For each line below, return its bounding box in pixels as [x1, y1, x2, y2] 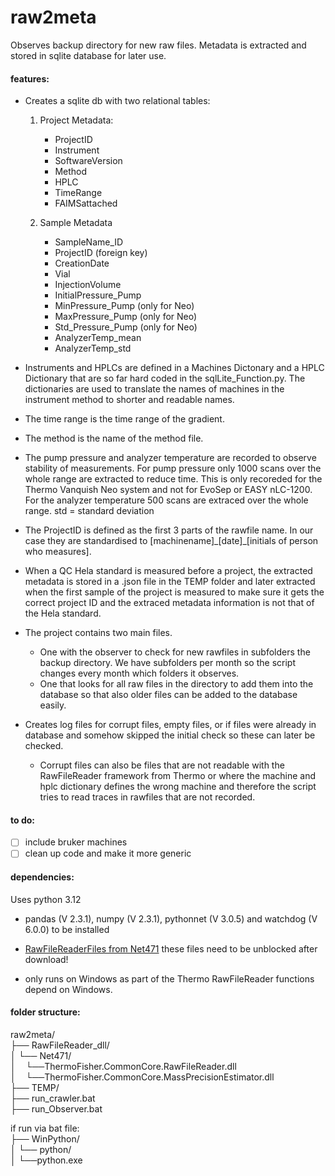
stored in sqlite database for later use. [10, 49, 167, 61]
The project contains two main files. [24, 627, 173, 639]
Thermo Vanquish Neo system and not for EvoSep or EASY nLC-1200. [24, 484, 313, 496]
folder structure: [10, 1006, 81, 1018]
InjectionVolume [54, 279, 122, 291]
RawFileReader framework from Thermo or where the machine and [39, 770, 317, 782]
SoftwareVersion [54, 155, 123, 167]
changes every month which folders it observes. [39, 667, 240, 680]
